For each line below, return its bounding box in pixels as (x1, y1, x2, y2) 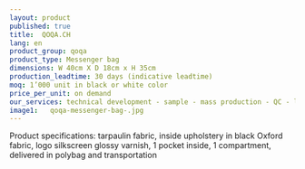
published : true (9, 22, 71, 31)
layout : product (9, 13, 71, 23)
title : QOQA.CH (9, 30, 71, 39)
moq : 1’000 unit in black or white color (9, 80, 169, 89)
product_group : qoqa (9, 47, 88, 56)
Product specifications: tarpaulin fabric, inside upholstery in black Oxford (9, 130, 283, 141)
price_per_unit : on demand (9, 89, 112, 98)
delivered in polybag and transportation (9, 150, 157, 161)
